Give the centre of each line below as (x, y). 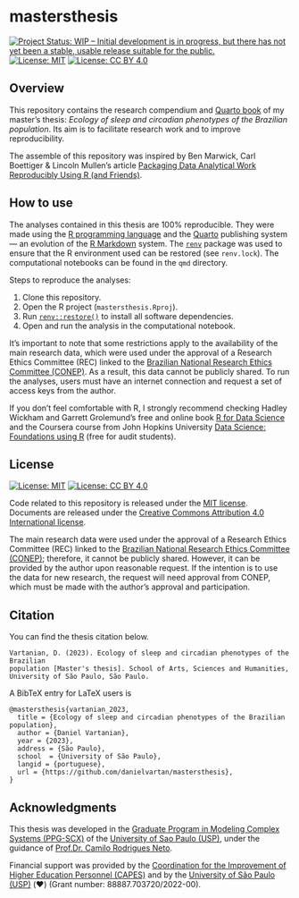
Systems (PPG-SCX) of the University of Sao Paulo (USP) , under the (135, 839)
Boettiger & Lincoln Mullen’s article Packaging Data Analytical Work (133, 165)
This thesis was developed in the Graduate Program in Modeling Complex (145, 829)
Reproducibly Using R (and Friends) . (76, 174)
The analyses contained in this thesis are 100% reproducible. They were (142, 224)
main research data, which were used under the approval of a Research (141, 352)
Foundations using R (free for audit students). (93, 436)
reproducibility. (37, 138)
